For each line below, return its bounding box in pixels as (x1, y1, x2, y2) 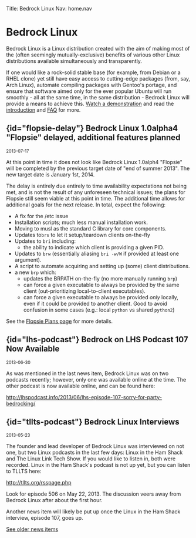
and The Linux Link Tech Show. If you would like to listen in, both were (6, 455, 176, 462)
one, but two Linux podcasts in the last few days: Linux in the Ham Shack (6, 449, 183, 456)
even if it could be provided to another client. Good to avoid (23, 300, 167, 307)
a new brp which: (14, 269, 57, 276)
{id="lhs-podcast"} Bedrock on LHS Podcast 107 (6, 335, 188, 345)
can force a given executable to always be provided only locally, (23, 293, 179, 300)
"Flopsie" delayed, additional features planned (6, 132, 181, 143)
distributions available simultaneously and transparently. (6, 57, 143, 64)
